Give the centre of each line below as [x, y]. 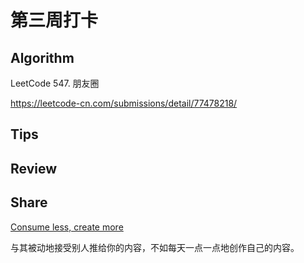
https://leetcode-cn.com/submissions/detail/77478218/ [124, 103]
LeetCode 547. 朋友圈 [55, 83]
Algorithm [42, 57]
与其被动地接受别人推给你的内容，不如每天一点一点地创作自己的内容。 [155, 247]
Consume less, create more [67, 227]
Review [34, 168]
